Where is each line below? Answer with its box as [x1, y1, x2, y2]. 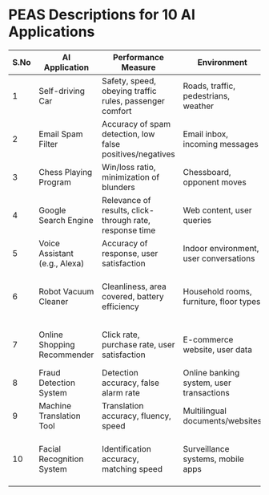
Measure [121, 62, 156, 73]
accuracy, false [101, 377, 160, 388]
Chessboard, [183, 166, 231, 177]
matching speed [101, 463, 163, 474]
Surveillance [183, 443, 230, 454]
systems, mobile [183, 453, 244, 465]
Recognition [38, 453, 84, 465]
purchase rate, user [101, 339, 175, 350]
